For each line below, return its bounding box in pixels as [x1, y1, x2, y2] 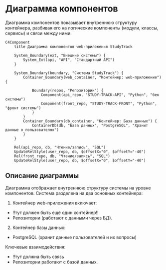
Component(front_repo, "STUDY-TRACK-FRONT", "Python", [40, 101, 157, 106]
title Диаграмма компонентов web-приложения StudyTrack [14, 44, 133, 49]
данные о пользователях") [5, 127, 59, 132]
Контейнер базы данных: [12, 224, 66, 230]
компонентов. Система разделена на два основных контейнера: [5, 190, 143, 196]
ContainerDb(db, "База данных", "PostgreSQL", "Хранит [31, 123, 149, 128]
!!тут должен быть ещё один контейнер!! [12, 209, 99, 215]
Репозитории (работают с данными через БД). [12, 214, 113, 220]
